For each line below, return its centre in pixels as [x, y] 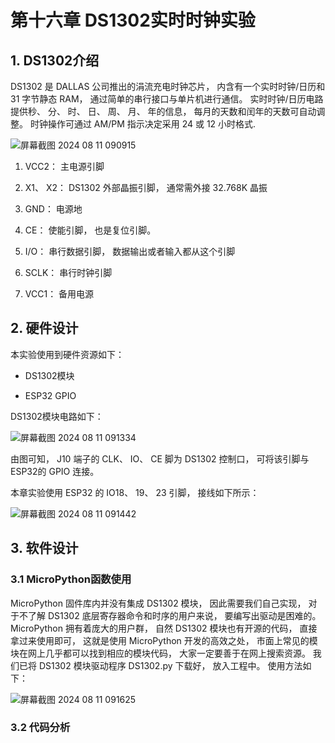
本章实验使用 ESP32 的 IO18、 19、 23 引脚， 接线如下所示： [135, 492]
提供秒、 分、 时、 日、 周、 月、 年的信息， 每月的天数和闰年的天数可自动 [163, 111]
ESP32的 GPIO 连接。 [55, 471]
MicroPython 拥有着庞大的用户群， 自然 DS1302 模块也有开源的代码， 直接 [164, 628]
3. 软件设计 [44, 548]
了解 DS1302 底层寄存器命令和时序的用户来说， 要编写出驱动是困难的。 [174, 615]
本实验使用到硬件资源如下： [67, 354]
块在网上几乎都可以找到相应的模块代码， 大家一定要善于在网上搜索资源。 [160, 653]
